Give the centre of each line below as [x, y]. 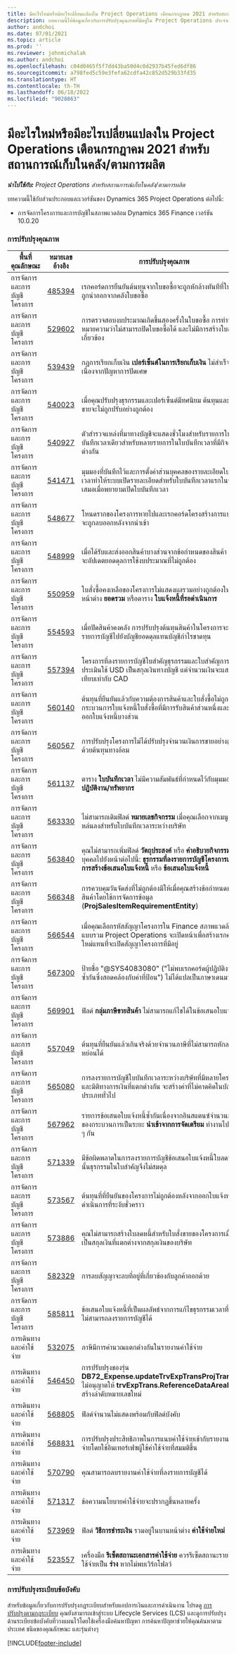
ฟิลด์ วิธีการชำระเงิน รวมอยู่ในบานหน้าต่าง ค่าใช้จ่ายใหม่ [153, 1531]
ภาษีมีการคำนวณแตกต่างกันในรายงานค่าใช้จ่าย [142, 1347]
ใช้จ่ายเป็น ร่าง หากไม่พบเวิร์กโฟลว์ [127, 1564]
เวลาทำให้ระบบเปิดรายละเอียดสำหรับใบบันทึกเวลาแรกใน [155, 481]
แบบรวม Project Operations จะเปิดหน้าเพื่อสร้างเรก [154, 935]
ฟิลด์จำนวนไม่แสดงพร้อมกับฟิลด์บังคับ [131, 1414]
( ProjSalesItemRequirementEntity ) [140, 906]
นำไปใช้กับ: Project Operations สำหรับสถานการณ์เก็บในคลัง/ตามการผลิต [96, 185]
